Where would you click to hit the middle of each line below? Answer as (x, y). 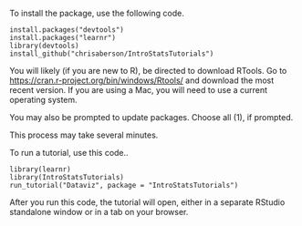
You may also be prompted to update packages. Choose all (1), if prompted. (151, 117)
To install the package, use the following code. (97, 13)
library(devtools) (44, 46)
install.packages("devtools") (67, 30)
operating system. (43, 100)
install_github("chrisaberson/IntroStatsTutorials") (112, 54)
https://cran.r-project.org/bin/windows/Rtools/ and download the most (142, 80)
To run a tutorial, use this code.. (69, 153)
